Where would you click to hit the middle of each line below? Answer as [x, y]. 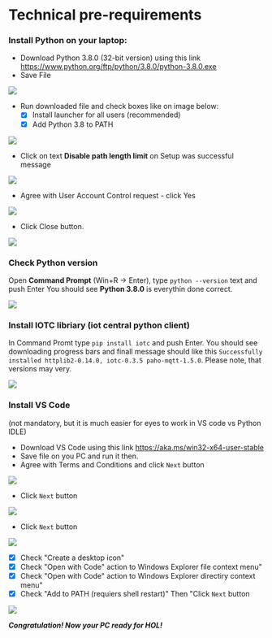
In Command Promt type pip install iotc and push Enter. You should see [133, 343]
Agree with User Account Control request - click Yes [108, 195]
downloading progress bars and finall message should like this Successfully [136, 352]
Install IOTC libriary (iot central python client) [99, 325]
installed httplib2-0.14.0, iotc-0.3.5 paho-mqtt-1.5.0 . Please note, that [135, 360]
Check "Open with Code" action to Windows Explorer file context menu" [141, 566]
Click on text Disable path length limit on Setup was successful [127, 155]
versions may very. [40, 369]
